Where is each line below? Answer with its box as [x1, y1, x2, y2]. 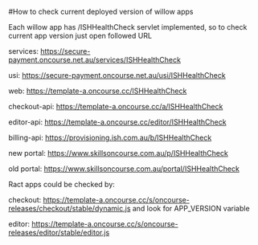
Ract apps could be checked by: [8, 180, 115, 189]
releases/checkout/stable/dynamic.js [8, 204, 131, 213]
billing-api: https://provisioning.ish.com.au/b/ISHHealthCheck [8, 133, 212, 142]
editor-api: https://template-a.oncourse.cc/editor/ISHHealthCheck [8, 117, 227, 127]
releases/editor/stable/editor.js [8, 228, 110, 237]
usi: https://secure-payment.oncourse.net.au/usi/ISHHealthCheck [8, 71, 227, 80]
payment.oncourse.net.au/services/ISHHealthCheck [8, 55, 181, 64]
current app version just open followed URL [8, 31, 153, 40]
